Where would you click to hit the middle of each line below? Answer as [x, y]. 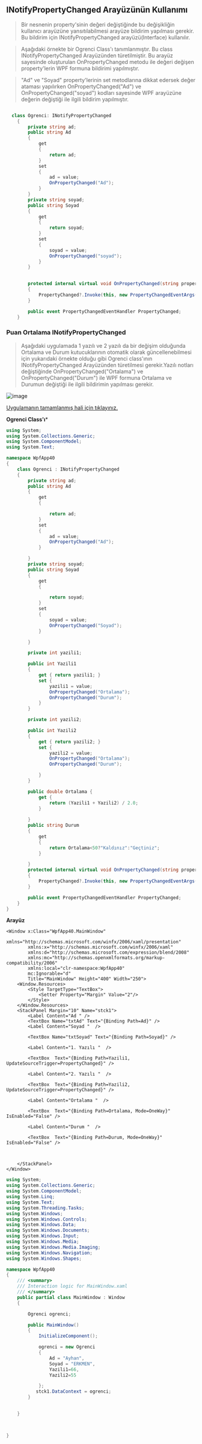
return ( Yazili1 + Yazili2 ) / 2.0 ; [93, 803]
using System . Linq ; [31, 1197]
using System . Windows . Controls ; [47, 1219]
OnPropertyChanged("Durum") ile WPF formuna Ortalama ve [96, 377]
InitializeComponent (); [68, 1336]
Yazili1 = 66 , [64, 1369]
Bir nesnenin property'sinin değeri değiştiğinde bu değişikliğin [98, 24]
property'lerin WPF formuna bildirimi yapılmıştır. [80, 68]
